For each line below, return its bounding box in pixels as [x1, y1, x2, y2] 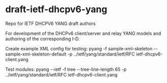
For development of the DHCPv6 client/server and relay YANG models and [5, 30, 161, 36]
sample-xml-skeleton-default [5, 51, 67, 57]
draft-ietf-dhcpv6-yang [5, 4, 107, 15]
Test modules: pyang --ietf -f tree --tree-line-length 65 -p [5, 66, 127, 72]
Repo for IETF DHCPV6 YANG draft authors [5, 20, 96, 26]
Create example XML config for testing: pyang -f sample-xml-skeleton [5, 45, 153, 51]
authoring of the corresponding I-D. [5, 36, 80, 42]
